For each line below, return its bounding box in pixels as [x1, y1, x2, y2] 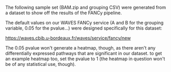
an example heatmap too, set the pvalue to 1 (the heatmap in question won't [5, 56, 165, 62]
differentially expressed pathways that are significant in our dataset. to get [5, 51, 162, 56]
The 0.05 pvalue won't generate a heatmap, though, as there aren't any [5, 45, 156, 51]
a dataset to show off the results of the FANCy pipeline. [5, 10, 122, 16]
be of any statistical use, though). [5, 61, 76, 67]
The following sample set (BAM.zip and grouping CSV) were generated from [5, 5, 166, 10]
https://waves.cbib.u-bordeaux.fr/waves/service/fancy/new [5, 35, 131, 41]
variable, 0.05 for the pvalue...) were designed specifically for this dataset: [5, 25, 162, 31]
